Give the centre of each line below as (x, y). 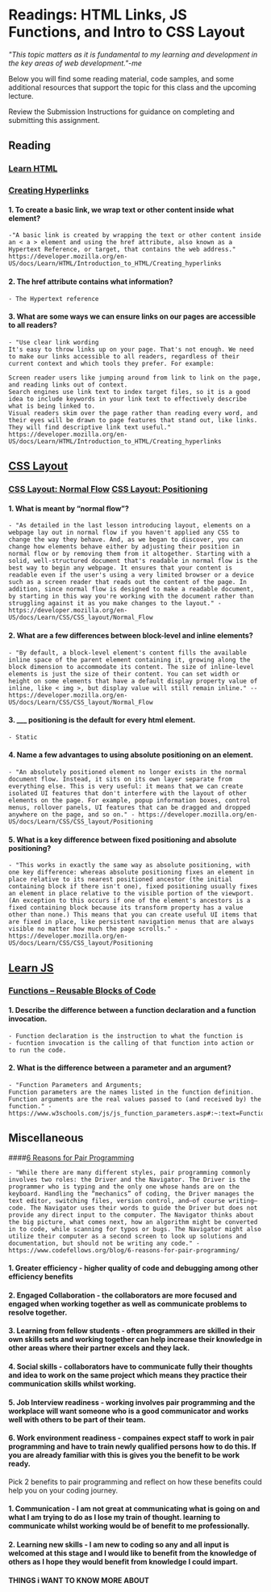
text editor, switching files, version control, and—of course (117, 1200)
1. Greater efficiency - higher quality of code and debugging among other (133, 1268)
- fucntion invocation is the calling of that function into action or (131, 1043)
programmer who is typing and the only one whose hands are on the (124, 1187)
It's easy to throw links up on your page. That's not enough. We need (131, 349)
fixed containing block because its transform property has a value (126, 908)
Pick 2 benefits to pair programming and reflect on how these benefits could (135, 1481)
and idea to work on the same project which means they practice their (128, 1375)
